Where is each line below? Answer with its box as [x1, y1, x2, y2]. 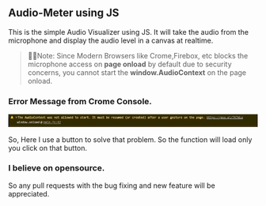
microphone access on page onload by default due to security [27, 59, 232, 69]
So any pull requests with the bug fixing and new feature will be [8, 181, 215, 190]
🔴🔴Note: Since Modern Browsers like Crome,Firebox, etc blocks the [27, 51, 249, 60]
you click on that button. [8, 143, 88, 152]
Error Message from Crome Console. [8, 96, 153, 107]
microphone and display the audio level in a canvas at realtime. [8, 36, 214, 45]
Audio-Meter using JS [8, 6, 120, 20]
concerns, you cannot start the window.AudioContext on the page [27, 67, 247, 77]
